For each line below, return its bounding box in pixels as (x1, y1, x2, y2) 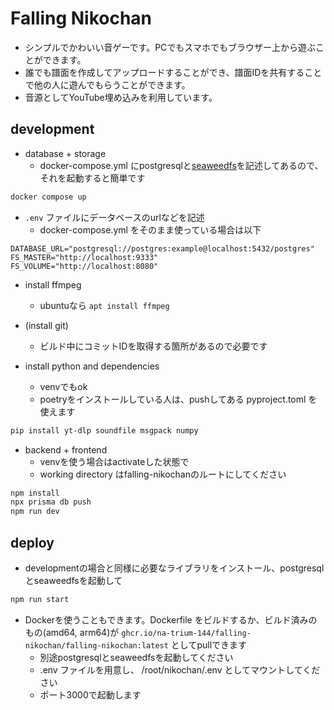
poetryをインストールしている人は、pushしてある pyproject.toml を (39, 393, 318, 405)
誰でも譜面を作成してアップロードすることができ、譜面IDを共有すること (24, 66, 323, 78)
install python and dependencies (24, 360, 160, 372)
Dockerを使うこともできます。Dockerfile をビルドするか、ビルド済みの (24, 613, 318, 626)
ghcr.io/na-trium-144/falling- (121, 628, 252, 638)
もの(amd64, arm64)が (24, 626, 120, 638)
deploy (10, 534, 55, 551)
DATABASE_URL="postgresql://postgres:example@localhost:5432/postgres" (10, 243, 315, 254)
